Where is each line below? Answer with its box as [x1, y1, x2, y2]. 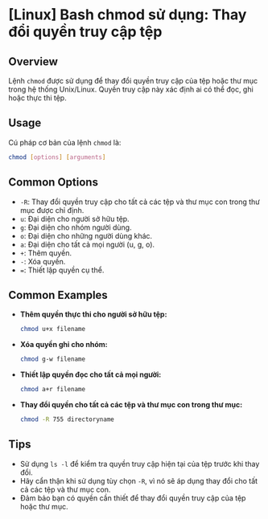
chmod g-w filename [19, 355, 86, 363]
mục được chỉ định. [19, 205, 85, 215]
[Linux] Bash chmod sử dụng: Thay [8, 6, 247, 24]
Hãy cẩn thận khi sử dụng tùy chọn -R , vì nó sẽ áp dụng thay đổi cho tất [19, 476, 258, 485]
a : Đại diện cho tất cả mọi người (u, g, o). [19, 239, 155, 249]
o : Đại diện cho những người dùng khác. [19, 231, 153, 240]
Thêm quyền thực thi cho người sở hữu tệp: [19, 309, 167, 319]
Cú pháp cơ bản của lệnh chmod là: [8, 137, 122, 147]
